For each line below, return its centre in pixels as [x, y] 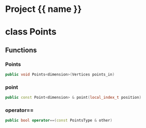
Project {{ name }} [44, 9]
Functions [21, 50]
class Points [31, 32]
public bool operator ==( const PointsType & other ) [59, 121]
